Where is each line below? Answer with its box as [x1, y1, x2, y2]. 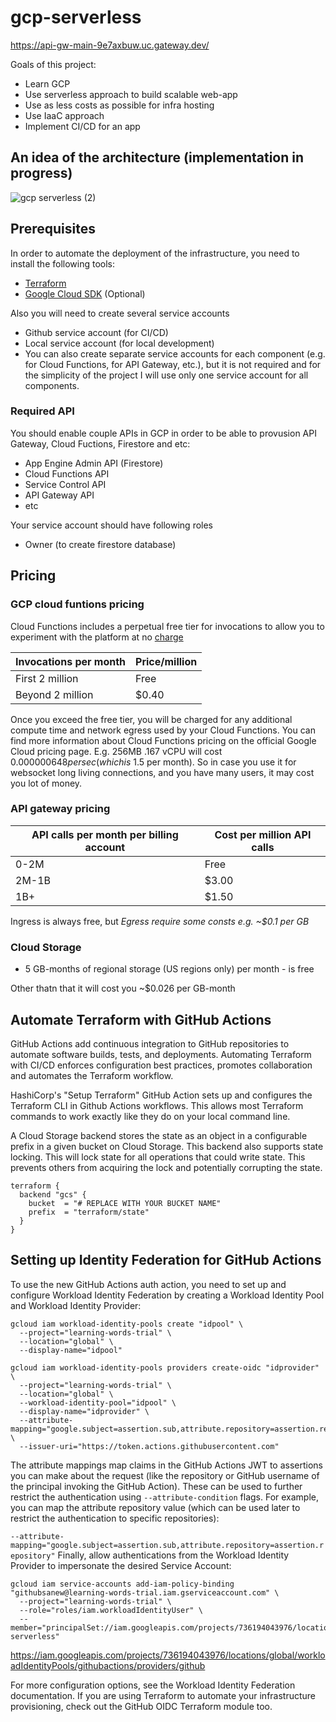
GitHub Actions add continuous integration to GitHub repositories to [10, 1037, 290, 1050]
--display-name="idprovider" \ [19, 1406, 150, 1416]
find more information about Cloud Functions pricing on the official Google [10, 734, 317, 746]
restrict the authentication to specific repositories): [10, 1512, 220, 1524]
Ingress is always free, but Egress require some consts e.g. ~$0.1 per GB [10, 915, 310, 927]
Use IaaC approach [24, 109, 105, 121]
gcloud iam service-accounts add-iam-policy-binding [10, 1579, 235, 1589]
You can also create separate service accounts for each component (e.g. [24, 347, 326, 360]
